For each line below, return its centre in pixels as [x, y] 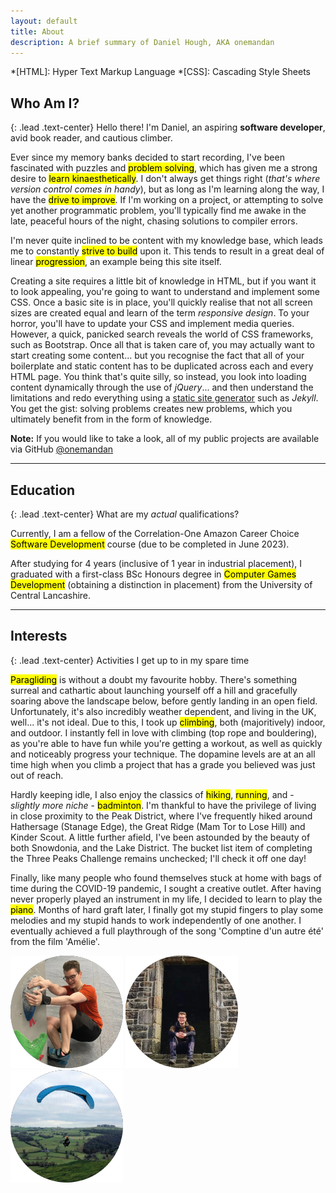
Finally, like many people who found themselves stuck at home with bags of [166, 877]
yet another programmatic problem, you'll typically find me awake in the [158, 211]
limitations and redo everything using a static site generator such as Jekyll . [164, 398]
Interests [39, 636]
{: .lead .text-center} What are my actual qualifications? [125, 514]
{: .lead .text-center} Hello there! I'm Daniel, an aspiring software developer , [168, 127]
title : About [37, 31]
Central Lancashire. [51, 595]
